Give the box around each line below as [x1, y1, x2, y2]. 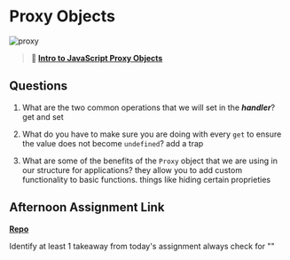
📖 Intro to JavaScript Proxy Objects [30, 52, 163, 63]
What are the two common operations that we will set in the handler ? [21, 102, 276, 113]
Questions [9, 78, 68, 94]
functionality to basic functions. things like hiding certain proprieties [21, 174, 271, 185]
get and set [21, 111, 64, 122]
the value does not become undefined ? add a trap [21, 138, 204, 148]
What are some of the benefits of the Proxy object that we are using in [21, 155, 278, 166]
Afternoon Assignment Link [9, 200, 165, 215]
